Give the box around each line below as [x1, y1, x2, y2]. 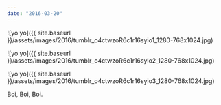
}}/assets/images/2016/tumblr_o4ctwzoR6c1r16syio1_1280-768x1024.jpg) [7, 35, 213, 44]
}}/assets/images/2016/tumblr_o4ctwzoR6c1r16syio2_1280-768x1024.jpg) [7, 56, 215, 65]
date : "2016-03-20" [7, 10, 63, 17]
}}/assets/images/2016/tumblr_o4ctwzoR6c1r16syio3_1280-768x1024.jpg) [7, 76, 215, 85]
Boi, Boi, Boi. [7, 90, 43, 98]
